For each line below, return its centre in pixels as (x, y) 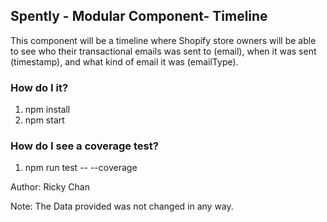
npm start (44, 120)
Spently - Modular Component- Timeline (139, 16)
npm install (47, 110)
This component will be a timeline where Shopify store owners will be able (163, 40)
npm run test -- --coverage (81, 168)
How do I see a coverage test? (84, 146)
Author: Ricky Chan (50, 187)
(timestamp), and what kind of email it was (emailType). (124, 61)
